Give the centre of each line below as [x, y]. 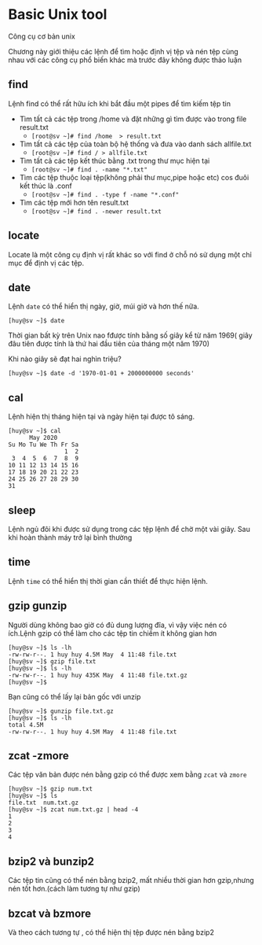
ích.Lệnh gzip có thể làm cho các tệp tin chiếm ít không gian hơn [113, 633]
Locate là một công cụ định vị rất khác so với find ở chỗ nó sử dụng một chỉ [130, 254]
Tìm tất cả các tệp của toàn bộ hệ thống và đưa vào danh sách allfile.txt [135, 144]
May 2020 [43, 438]
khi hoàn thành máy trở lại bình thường [70, 537]
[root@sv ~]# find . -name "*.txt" [89, 170]
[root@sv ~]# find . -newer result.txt [96, 211]
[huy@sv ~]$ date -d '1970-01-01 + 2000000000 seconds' [101, 374]
